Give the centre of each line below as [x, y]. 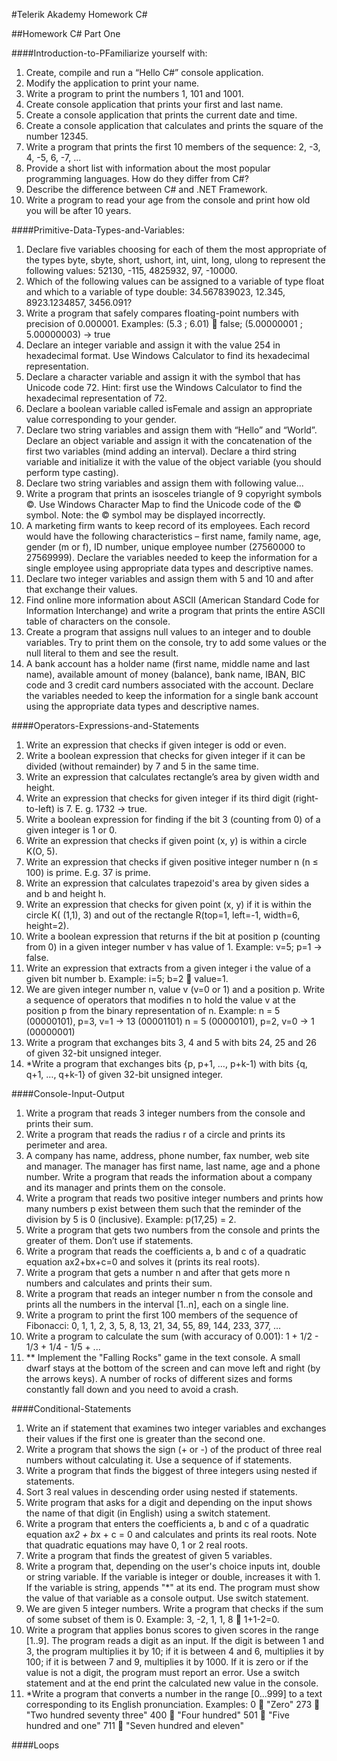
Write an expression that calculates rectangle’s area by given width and [172, 777]
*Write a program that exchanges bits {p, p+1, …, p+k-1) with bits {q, [166, 1063]
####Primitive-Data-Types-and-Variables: [98, 230]
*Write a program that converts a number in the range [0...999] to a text [174, 1693]
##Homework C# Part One [66, 33]
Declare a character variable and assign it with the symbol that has [163, 377]
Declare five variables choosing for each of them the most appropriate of [176, 249]
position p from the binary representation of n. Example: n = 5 [153, 1010]
